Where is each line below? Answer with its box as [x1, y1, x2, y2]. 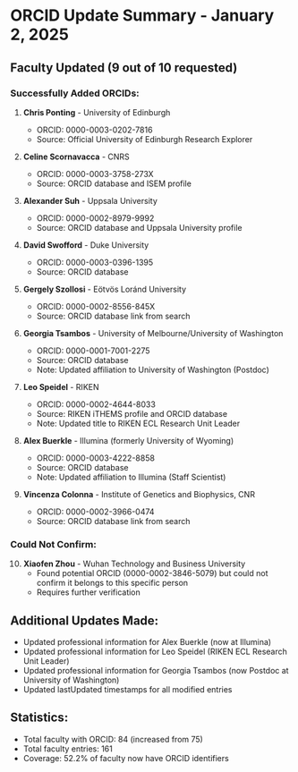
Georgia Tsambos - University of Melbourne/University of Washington [22, 327, 284, 338]
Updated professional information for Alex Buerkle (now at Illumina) [22, 636, 272, 647]
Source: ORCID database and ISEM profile [36, 178, 192, 189]
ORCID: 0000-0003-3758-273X [36, 168, 155, 179]
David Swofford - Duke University [22, 239, 149, 250]
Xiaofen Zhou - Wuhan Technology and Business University [22, 558, 246, 569]
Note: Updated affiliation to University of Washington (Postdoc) [36, 364, 269, 375]
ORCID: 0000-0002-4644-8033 [36, 399, 156, 410]
